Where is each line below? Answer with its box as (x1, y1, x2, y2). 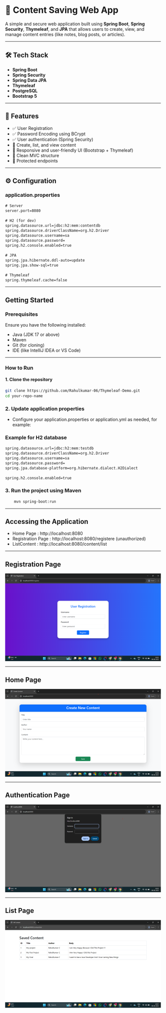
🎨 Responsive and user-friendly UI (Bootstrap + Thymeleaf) (12, 147, 133, 153)
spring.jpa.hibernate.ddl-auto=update (5, 258, 85, 263)
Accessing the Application (5, 517, 88, 526)
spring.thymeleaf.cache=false (5, 278, 68, 283)
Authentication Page (5, 791, 70, 799)
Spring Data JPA (12, 77, 47, 83)
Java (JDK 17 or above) (12, 332, 60, 338)
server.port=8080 (5, 208, 41, 214)
